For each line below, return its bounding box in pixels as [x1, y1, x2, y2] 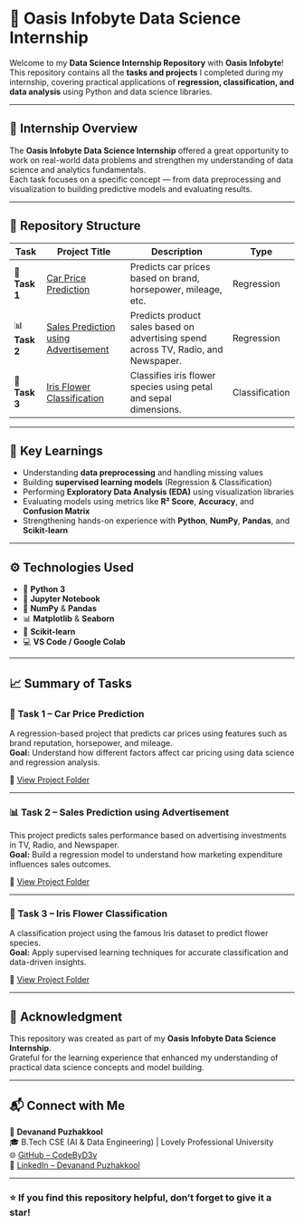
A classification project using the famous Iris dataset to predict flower [9, 928, 269, 939]
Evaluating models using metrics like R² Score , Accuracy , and [22, 496, 255, 507]
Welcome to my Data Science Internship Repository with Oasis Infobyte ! [9, 57, 284, 68]
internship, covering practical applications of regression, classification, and [9, 76, 295, 87]
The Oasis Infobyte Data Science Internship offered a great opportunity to [9, 145, 290, 156]
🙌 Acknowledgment [9, 1009, 123, 1024]
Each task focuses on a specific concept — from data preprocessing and [9, 174, 281, 185]
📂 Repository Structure [9, 218, 141, 234]
